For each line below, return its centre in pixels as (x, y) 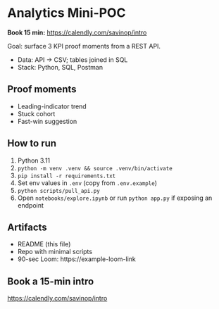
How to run (32, 143)
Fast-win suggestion (47, 121)
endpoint (31, 205)
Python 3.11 (34, 160)
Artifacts (27, 227)
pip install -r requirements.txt (67, 176)
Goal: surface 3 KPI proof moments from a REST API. (84, 46)
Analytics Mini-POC (67, 13)
